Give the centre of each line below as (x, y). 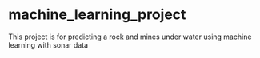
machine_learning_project (97, 15)
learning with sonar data (48, 44)
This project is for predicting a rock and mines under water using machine (130, 37)
